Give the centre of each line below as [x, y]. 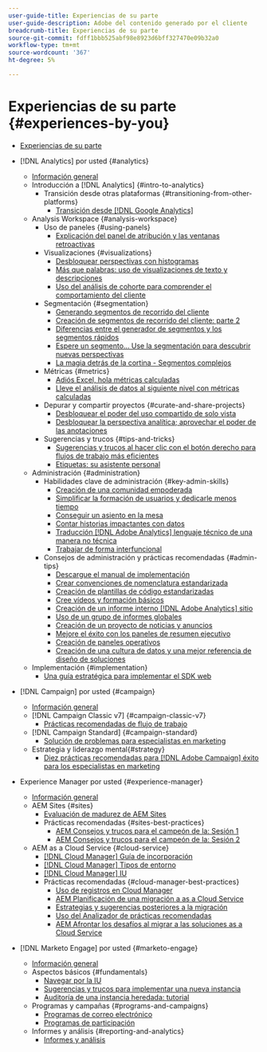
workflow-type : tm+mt [44, 45]
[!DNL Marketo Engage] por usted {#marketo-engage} [109, 948]
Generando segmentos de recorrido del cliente [132, 312]
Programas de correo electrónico [98, 1014]
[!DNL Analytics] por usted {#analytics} [84, 161]
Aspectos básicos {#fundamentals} [90, 972]
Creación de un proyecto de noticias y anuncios [134, 625]
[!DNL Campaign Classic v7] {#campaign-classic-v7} [119, 715]
